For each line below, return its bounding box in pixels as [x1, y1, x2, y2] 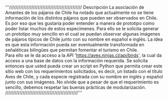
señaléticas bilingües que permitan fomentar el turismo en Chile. [5, 47, 139, 53]
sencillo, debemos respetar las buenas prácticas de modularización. [5, 84, 146, 90]
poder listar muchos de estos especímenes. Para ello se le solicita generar [5, 26, 159, 32]
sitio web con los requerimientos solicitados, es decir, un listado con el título [5, 68, 163, 74]
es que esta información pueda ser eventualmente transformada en [5, 42, 144, 47]
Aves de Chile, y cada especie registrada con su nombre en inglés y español [5, 74, 163, 79]
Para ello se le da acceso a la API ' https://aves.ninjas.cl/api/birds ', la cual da [5, 52, 162, 58]
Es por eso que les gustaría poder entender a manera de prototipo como [5, 20, 155, 26]
